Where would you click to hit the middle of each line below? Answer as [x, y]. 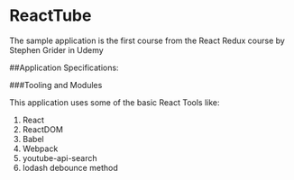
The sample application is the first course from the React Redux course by [147, 40]
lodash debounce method [70, 167]
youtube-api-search [60, 157]
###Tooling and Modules [56, 85]
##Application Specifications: [64, 67]
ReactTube [51, 16]
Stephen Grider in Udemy [56, 49]
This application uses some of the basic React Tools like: [115, 102]
